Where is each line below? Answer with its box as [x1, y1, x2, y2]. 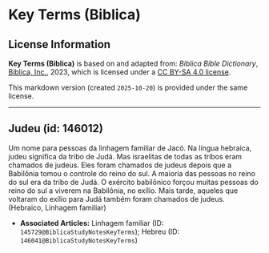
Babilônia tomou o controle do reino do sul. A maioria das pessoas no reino [8, 168, 256, 178]
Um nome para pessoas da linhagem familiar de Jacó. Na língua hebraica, [8, 143, 252, 153]
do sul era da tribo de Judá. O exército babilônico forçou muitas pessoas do [8, 177, 259, 187]
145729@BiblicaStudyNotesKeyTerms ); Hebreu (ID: [19, 227, 180, 236]
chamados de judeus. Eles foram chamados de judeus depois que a [8, 160, 232, 170]
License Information [8, 38, 110, 51]
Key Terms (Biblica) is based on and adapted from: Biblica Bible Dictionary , [8, 58, 259, 68]
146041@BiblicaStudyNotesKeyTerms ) [19, 235, 138, 245]
